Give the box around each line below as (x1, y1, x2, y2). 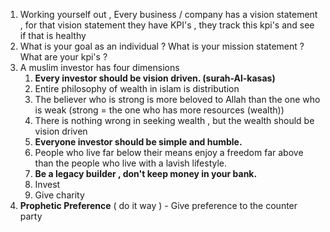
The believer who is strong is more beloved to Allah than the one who (34, 94, 321, 105)
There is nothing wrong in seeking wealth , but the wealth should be (34, 115, 315, 126)
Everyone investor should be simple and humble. (34, 136, 243, 148)
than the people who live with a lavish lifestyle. (34, 157, 228, 169)
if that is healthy (19, 30, 87, 41)
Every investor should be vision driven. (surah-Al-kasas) (34, 72, 276, 84)
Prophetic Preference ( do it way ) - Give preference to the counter (19, 200, 298, 211)
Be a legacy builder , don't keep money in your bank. (34, 168, 258, 179)
